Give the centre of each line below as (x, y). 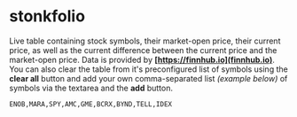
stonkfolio (47, 16)
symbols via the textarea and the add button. (91, 88)
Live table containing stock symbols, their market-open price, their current (145, 41)
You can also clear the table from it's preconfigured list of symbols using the (148, 69)
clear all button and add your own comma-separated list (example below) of (148, 78)
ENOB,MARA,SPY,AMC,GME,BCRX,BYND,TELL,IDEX (91, 104)
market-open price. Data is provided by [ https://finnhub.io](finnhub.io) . (142, 59)
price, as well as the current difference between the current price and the (143, 50)
